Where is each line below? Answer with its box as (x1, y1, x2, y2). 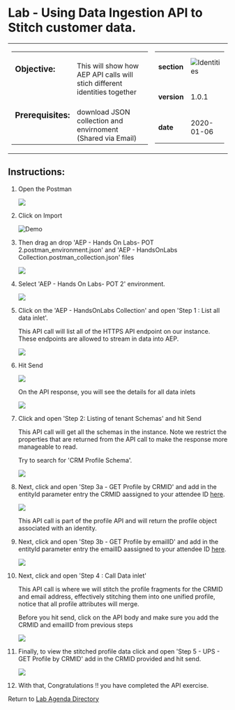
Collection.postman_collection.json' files (17, 253, 135, 261)
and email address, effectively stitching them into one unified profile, (17, 592, 215, 601)
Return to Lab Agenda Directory (8, 695, 100, 703)
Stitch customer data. (8, 20, 137, 36)
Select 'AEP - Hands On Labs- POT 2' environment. (17, 279, 166, 288)
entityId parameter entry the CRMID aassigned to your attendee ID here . (17, 490, 225, 498)
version (158, 92, 184, 102)
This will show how (77, 61, 139, 70)
